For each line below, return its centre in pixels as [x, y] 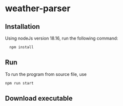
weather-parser [38, 9]
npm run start [20, 83]
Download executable [39, 98]
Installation [22, 27]
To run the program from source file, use [46, 74]
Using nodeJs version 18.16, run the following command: [61, 38]
